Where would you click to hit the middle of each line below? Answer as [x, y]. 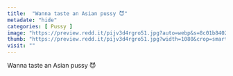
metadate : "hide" [32, 20]
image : [17, 33]
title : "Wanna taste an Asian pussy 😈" [68, 13]
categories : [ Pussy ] [40, 26]
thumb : [17, 39]
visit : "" [21, 46]
